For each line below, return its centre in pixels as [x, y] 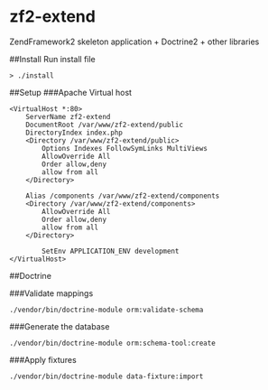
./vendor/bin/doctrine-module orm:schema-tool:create [113, 343]
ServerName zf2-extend [68, 116]
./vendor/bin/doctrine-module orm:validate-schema [106, 310]
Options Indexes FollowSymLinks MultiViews [125, 148]
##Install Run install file [53, 59]
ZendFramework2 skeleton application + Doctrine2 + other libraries [134, 42]
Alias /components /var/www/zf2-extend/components [123, 196]
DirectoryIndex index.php [74, 133]
